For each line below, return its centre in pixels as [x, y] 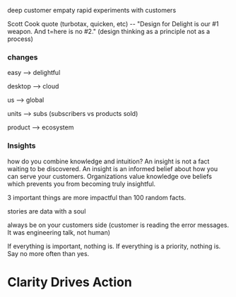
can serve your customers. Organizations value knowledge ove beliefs [110, 176]
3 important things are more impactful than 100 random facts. [96, 197]
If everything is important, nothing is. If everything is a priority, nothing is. [114, 246]
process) [20, 39]
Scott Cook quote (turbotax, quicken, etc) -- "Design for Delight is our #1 [113, 24]
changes [23, 57]
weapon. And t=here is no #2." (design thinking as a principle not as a [109, 31]
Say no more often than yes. [48, 253]
